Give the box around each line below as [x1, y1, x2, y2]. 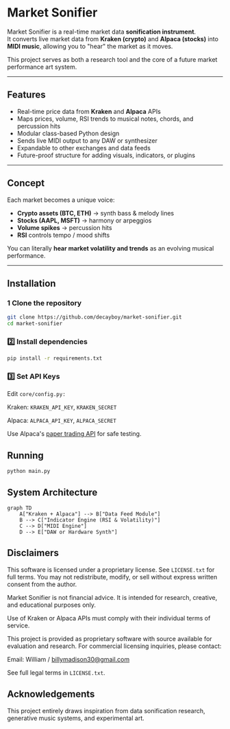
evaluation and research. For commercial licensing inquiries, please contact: [7, 642, 222, 650]
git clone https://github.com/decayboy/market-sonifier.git [7, 314, 183, 321]
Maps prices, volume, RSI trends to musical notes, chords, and [16, 115, 194, 123]
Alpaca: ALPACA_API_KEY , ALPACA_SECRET [7, 417, 116, 425]
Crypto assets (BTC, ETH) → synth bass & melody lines [16, 209, 175, 217]
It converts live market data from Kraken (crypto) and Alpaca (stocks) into [7, 34, 219, 43]
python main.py [7, 468, 51, 475]
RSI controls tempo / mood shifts [16, 231, 110, 239]
